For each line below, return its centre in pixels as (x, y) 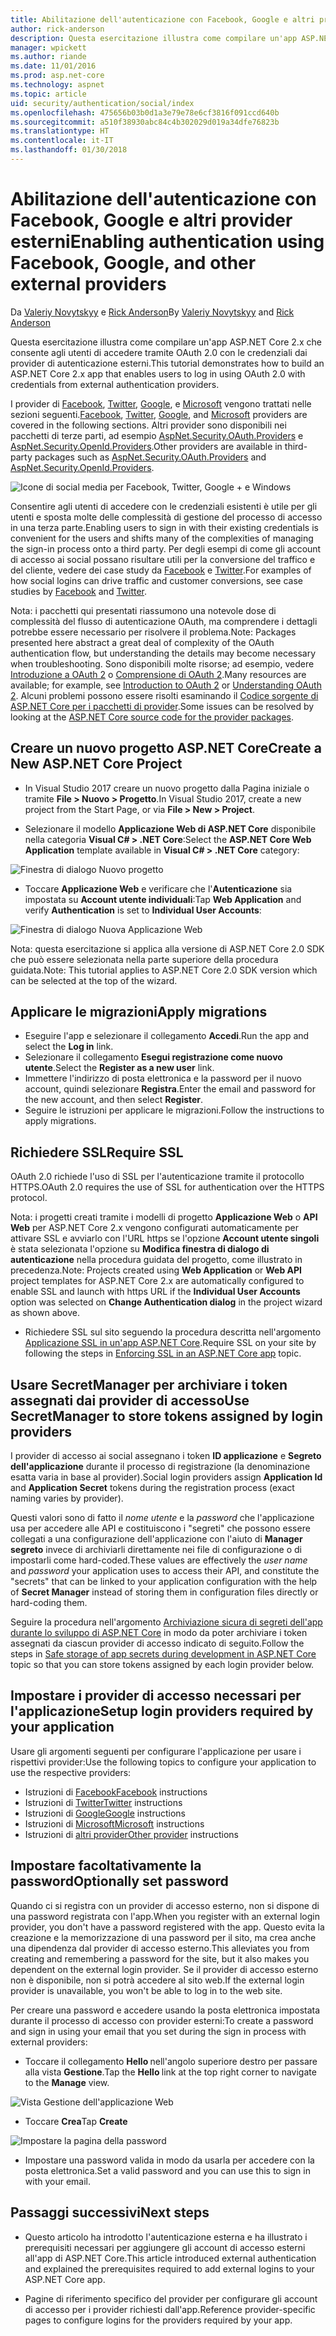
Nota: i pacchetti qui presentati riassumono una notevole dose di (143, 610)
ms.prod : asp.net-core (57, 76)
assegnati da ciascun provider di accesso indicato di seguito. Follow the (157, 1643)
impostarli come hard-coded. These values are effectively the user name (159, 1560)
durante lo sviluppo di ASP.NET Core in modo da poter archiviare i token (159, 1633)
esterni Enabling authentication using (167, 242)
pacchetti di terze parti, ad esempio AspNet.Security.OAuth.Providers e (157, 435)
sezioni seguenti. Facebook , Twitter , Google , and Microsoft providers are (159, 414)
